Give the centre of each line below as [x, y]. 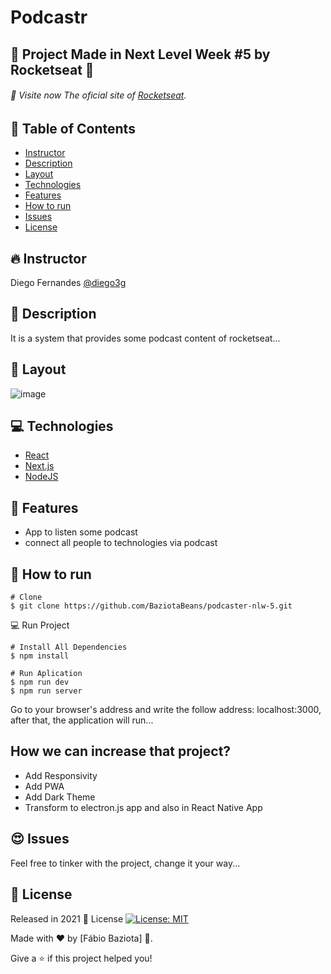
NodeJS [41, 477]
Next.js [39, 466]
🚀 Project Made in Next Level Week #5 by [140, 54]
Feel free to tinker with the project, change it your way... [125, 863]
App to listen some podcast [81, 532]
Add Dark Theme [60, 797]
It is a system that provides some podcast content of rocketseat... [145, 338]
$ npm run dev [40, 682]
